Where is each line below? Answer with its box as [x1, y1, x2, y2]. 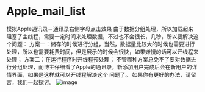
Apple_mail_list [6, 4, 86, 18]
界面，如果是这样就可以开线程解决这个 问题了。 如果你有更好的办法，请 [11, 71, 191, 78]
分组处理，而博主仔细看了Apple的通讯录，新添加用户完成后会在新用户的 [11, 63, 192, 71]
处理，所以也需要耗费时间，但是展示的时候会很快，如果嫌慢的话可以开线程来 [6, 48, 199, 55]
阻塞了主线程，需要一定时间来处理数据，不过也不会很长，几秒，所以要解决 [6, 32, 193, 40]
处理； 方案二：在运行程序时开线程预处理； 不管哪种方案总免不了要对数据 [6, 55, 191, 63]
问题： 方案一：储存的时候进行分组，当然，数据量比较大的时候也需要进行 [11, 40, 195, 48]
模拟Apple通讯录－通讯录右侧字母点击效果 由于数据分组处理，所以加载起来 [6, 25, 194, 32]
